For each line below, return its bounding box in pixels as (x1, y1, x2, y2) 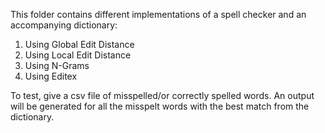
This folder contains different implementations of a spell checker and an (10, 9, 307, 20)
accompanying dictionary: (10, 19, 118, 31)
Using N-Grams (24, 60, 90, 71)
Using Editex (24, 70, 78, 82)
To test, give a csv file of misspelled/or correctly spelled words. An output (10, 90, 315, 101)
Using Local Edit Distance (24, 49, 132, 61)
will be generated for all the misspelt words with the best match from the (10, 100, 310, 112)
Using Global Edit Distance (24, 39, 135, 50)
